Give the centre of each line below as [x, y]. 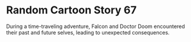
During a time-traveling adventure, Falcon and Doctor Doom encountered [95, 26]
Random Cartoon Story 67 [71, 10]
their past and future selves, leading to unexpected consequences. [88, 32]
